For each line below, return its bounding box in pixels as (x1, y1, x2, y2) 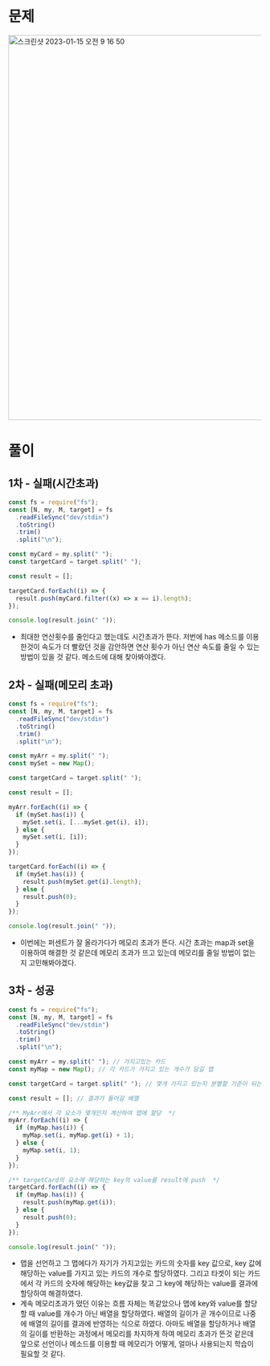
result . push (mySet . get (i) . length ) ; (22, 877, 142, 885)
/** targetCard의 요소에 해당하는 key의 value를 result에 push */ (8, 1176, 221, 1184)
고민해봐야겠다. (28, 958, 76, 968)
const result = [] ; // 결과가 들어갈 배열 (8, 1094, 139, 1102)
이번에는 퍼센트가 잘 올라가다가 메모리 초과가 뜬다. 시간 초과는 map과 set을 (19, 938, 255, 947)
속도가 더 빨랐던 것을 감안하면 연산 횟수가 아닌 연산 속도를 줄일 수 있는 (41, 642, 260, 652)
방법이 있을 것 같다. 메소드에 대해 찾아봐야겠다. (19, 652, 166, 662)
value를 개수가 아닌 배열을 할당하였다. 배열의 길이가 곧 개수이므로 (37, 1309, 242, 1318)
